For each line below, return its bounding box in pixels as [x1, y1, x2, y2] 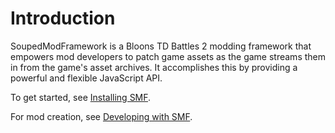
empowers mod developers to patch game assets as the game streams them [10, 50, 326, 62]
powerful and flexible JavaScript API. [10, 72, 163, 84]
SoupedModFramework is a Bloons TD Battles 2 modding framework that [10, 40, 312, 52]
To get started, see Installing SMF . [10, 91, 152, 103]
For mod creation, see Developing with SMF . [10, 110, 193, 122]
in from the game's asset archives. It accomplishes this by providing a [10, 61, 298, 73]
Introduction [10, 7, 116, 30]
